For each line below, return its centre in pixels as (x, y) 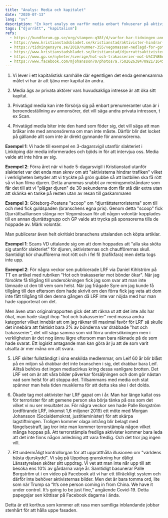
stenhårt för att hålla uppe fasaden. (41, 510)
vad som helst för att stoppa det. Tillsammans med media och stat (80, 380)
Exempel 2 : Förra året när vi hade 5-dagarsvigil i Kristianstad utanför (76, 167)
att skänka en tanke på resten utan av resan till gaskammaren (68, 193)
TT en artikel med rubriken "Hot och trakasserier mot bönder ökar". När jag (82, 275)
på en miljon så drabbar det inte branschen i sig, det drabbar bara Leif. (85, 364)
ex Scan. (21, 116)
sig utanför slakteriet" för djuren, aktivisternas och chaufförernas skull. (78, 249)
